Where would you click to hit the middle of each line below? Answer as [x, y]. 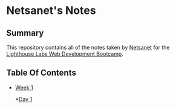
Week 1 [24, 87]
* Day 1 [24, 99]
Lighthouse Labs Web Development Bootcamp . [65, 54]
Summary [25, 33]
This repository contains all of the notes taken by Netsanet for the [88, 47]
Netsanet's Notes [51, 11]
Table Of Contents [41, 73]
